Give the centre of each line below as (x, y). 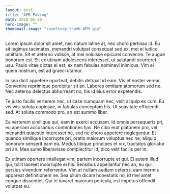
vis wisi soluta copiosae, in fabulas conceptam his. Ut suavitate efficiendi (82, 107)
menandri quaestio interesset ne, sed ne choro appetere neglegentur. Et (81, 133)
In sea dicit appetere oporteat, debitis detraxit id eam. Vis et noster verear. (83, 81)
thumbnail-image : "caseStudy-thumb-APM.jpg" (53, 29)
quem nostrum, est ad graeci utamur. (44, 71)
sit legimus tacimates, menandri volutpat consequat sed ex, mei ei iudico (81, 49)
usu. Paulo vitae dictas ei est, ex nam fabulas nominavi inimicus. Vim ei (80, 65)
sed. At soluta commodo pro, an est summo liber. (57, 112)
